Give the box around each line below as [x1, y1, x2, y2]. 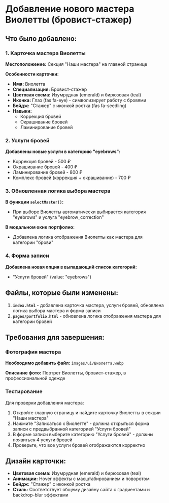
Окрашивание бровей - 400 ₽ [12, 164, 78, 170]
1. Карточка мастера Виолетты [5, 49, 86, 57]
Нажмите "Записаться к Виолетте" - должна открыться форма [12, 420, 150, 426]
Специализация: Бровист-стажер [12, 86, 87, 92]
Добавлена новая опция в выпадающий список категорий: [5, 264, 137, 270]
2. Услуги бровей [5, 137, 50, 144]
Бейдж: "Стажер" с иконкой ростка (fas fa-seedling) [12, 103, 127, 109]
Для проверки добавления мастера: [5, 399, 84, 406]
